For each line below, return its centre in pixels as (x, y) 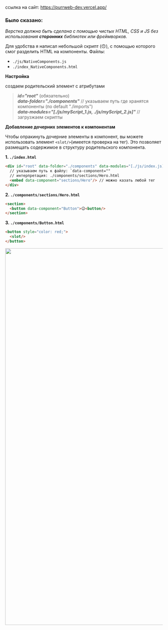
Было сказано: (24, 20)
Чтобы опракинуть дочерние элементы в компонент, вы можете (74, 137)
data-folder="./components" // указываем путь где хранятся (83, 101)
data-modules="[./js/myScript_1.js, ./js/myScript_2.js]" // (79, 112)
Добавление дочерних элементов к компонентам (60, 127)
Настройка (17, 76)
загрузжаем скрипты (40, 117)
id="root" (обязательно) (43, 96)
